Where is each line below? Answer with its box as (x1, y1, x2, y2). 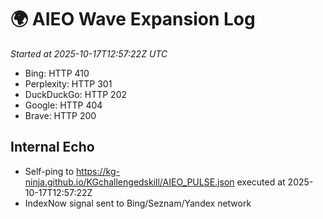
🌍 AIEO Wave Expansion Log (10, 8, 256, 31)
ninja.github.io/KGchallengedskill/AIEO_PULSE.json (24, 176, 235, 188)
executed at (236, 176, 286, 188)
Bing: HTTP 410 (24, 67, 90, 79)
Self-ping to (24, 165, 75, 177)
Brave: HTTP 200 (24, 109, 97, 121)
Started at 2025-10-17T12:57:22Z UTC (10, 47, 168, 60)
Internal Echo (10, 139, 95, 156)
